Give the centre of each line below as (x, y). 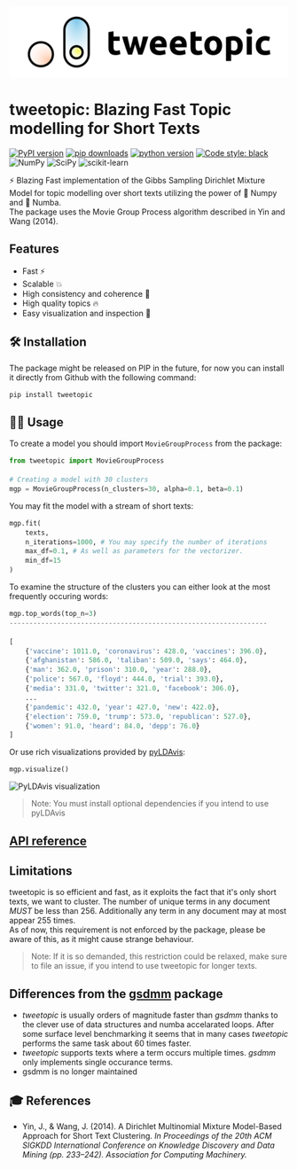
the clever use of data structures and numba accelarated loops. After (148, 1025)
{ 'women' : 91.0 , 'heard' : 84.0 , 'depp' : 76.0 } (113, 726)
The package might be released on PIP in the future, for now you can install (147, 368)
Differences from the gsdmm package (116, 994)
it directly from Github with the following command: (103, 377)
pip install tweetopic (51, 394)
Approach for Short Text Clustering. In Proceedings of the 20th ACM (147, 1135)
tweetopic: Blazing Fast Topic (121, 110)
